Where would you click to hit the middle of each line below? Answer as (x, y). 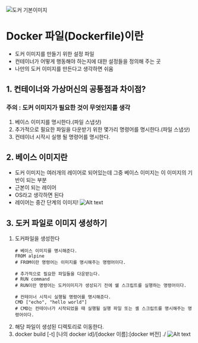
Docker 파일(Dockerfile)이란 (75, 36)
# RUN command (32, 279)
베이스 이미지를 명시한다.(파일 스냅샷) (58, 121)
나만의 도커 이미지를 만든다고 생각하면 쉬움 (64, 68)
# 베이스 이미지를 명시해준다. (46, 251)
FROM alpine (29, 256)
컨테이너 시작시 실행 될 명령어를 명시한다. (62, 136)
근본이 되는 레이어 (35, 188)
